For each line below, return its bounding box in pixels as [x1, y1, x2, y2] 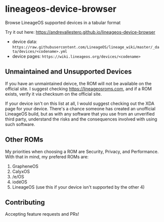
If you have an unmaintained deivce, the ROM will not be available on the [5, 80, 152, 86]
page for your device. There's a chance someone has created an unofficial [5, 105, 156, 111]
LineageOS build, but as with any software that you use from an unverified [5, 111, 155, 117]
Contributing [5, 198, 45, 206]
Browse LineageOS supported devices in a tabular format [5, 20, 121, 25]
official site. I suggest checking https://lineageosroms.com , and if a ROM [5, 86, 152, 92]
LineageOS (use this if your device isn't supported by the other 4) [12, 184, 145, 190]
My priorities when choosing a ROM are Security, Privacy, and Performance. [5, 148, 159, 154]
